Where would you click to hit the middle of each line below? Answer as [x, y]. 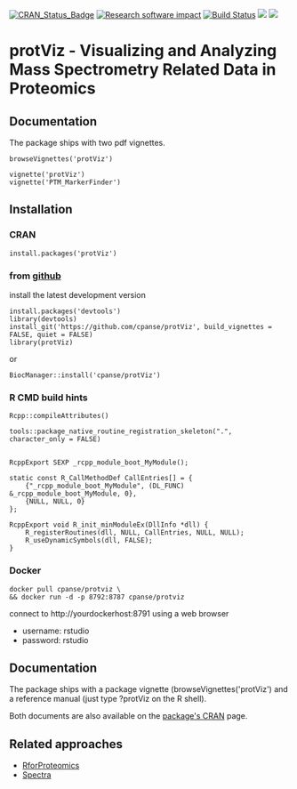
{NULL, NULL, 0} [56, 502]
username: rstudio [56, 631]
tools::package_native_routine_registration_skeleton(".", [121, 431]
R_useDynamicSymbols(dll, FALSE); [89, 541]
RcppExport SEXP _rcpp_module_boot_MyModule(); [99, 463]
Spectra [36, 775]
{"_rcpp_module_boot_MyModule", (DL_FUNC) [105, 486]
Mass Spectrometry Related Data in [143, 70]
